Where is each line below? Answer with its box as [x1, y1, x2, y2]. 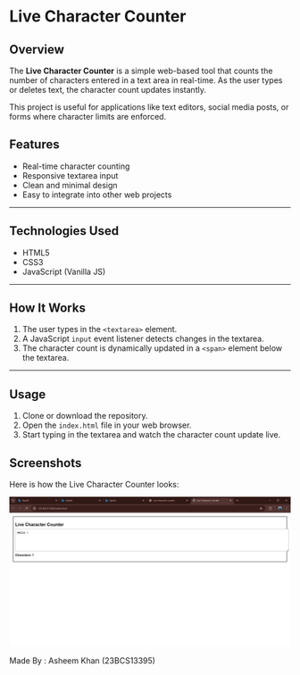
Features [9, 137, 60, 153]
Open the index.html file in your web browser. [21, 420, 192, 430]
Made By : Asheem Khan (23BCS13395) [9, 654, 156, 666]
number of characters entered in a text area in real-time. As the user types [9, 75, 283, 86]
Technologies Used [9, 223, 119, 238]
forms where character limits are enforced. [9, 112, 167, 121]
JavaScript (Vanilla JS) [21, 266, 106, 277]
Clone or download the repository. [21, 411, 149, 421]
